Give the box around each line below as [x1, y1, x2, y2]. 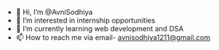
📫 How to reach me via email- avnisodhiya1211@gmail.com [15, 33, 211, 42]
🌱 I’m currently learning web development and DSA [15, 24, 184, 33]
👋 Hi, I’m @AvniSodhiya [15, 8, 93, 16]
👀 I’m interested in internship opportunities [15, 16, 155, 25]
